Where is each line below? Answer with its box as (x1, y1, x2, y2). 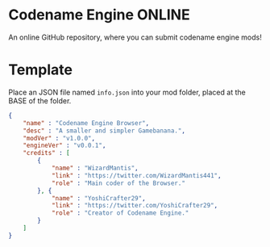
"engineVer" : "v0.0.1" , (23, 141, 106, 150)
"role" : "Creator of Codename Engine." (51, 209, 189, 217)
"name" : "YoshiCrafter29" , (51, 194, 147, 203)
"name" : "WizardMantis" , (51, 164, 139, 172)
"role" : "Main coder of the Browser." (51, 179, 185, 187)
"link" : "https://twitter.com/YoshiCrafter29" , (51, 202, 218, 210)
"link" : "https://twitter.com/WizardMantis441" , (51, 171, 222, 179)
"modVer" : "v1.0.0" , (23, 134, 95, 142)
